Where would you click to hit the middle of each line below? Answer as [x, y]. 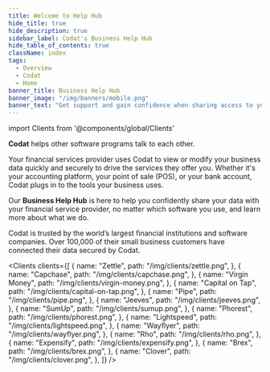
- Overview [34, 68]
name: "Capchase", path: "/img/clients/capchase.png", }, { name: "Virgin [129, 275]
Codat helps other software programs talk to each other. [102, 144]
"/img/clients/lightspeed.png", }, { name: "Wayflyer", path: [104, 325]
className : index [37, 53]
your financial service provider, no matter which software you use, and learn [135, 209]
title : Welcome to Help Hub [55, 16]
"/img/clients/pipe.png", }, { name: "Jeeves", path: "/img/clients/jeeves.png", [135, 300]
